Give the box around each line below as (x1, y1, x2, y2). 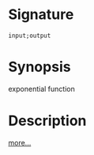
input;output (8, 32, 51, 40)
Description (8, 112, 87, 130)
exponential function (8, 84, 75, 93)
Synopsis (8, 58, 71, 76)
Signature (8, 6, 74, 24)
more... (8, 138, 32, 147)
